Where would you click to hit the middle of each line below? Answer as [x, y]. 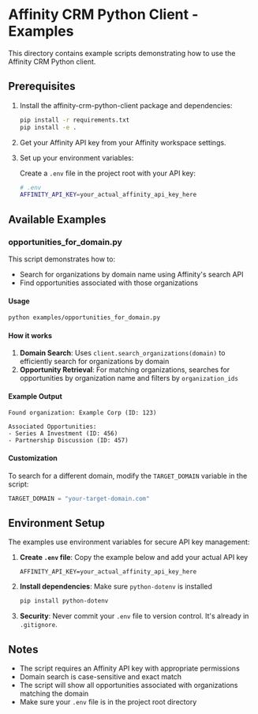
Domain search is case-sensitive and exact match [101, 676]
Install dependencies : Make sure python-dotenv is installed [116, 587]
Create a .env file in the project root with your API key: [107, 173]
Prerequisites [42, 86]
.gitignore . [38, 625]
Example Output [36, 396]
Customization [33, 458]
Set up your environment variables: [77, 158]
